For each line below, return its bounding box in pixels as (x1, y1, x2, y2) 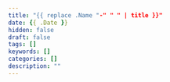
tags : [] (8, 41, 37, 48)
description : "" (8, 62, 61, 70)
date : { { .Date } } (8, 19, 68, 27)
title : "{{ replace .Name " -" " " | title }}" (8, 11, 163, 20)
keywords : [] (8, 48, 51, 55)
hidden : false (8, 26, 55, 34)
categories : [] (8, 55, 58, 63)
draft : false (8, 33, 51, 41)
